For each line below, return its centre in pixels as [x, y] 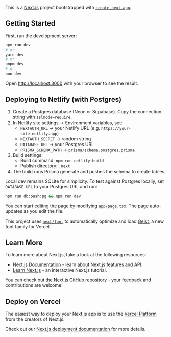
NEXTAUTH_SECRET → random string [56, 139]
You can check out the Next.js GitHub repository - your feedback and [78, 280]
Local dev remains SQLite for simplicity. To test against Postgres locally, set [85, 181]
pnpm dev [15, 64]
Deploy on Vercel [33, 302]
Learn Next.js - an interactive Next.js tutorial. [60, 270]
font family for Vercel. [28, 226]
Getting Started [30, 23]
